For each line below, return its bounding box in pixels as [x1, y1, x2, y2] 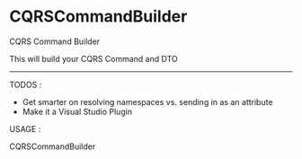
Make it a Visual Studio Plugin [22, 106, 133, 117]
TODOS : [9, 79, 42, 90]
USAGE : [9, 123, 41, 134]
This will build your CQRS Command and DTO [9, 53, 178, 64]
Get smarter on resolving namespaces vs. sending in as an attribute [22, 96, 273, 107]
